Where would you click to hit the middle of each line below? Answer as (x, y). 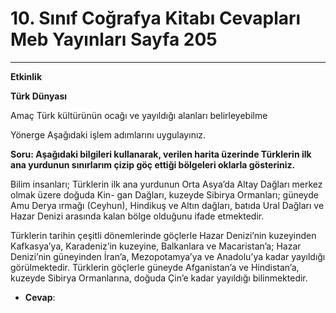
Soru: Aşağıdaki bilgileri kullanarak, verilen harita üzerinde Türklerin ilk (161, 154)
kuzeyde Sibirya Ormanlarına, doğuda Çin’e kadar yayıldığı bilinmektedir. (159, 278)
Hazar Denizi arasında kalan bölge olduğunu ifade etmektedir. (137, 216)
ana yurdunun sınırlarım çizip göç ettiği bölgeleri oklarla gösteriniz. (153, 164)
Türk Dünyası (39, 96)
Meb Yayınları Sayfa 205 (114, 39)
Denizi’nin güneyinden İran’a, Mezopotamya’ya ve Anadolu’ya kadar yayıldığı (168, 256)
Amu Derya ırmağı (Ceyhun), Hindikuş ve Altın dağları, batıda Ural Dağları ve (167, 205)
